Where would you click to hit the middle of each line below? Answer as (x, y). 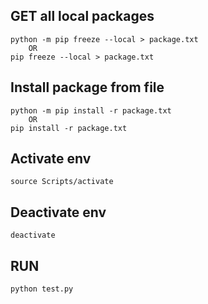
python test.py (42, 289)
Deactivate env (58, 212)
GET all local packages (82, 16)
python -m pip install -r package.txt (91, 110)
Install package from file (87, 87)
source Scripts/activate (62, 182)
